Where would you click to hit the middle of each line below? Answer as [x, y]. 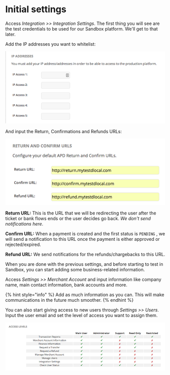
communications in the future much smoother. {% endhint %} [70, 300]
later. [11, 34]
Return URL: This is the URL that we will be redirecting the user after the [81, 213]
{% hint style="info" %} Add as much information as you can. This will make [85, 295]
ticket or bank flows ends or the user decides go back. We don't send [78, 218]
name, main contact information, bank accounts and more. [66, 285]
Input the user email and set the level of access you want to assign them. [81, 316]
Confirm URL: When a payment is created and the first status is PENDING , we [85, 234]
